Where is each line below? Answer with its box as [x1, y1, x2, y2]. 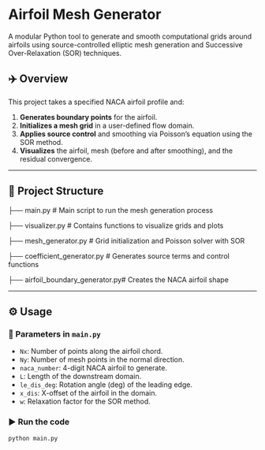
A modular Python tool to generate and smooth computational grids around [8, 32, 252, 41]
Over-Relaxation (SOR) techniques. [8, 48, 122, 58]
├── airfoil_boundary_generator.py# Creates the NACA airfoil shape [8, 274, 229, 285]
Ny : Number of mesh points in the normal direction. [19, 355, 185, 364]
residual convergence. [19, 154, 93, 163]
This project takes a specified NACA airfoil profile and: [8, 97, 185, 106]
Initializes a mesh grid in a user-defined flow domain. [19, 121, 195, 130]
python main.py [8, 434, 58, 442]
